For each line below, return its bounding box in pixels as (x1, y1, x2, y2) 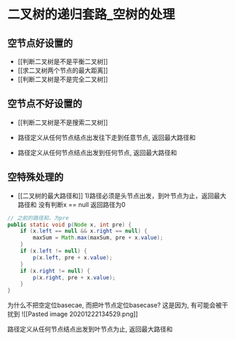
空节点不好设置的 (7, 97, 82, 110)
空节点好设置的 (7, 37, 73, 49)
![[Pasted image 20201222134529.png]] (21, 310, 138, 319)
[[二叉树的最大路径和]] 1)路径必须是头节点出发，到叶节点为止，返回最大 (17, 191, 226, 200)
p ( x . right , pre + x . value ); (33, 274, 116, 281)
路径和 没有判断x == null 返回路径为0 (17, 200, 126, 208)
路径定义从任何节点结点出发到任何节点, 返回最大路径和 (17, 148, 177, 156)
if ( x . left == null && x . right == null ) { (20, 228, 148, 235)
